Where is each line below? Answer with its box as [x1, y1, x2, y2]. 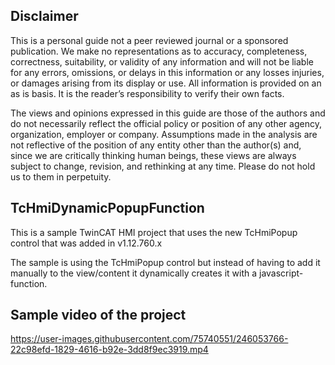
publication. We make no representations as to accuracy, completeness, [10, 45, 308, 57]
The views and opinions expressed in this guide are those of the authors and [10, 107, 326, 119]
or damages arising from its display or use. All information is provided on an [10, 77, 322, 89]
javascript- [258, 267, 304, 279]
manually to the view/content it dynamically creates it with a [10, 267, 258, 279]
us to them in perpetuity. [10, 170, 112, 183]
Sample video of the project [10, 307, 187, 324]
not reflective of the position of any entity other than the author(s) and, [10, 139, 302, 151]
